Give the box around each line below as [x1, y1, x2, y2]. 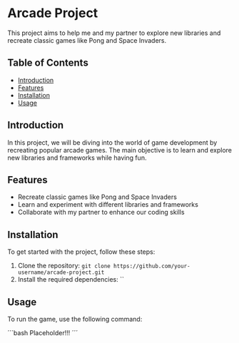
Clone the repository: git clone [17, 262, 111, 270]
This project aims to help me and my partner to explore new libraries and [7, 29, 221, 37]
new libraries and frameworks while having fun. [7, 153, 147, 162]
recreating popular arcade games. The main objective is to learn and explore [7, 145, 232, 154]
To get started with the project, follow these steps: [7, 247, 156, 256]
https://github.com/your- [113, 262, 190, 270]
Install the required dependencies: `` [17, 275, 125, 284]
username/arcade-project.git [17, 269, 105, 276]
